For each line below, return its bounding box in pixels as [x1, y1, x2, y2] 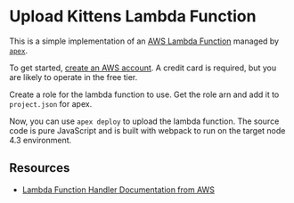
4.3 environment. [9, 134, 72, 145]
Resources [9, 160, 70, 175]
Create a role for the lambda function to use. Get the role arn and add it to [9, 89, 280, 100]
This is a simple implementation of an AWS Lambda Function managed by [9, 36, 279, 46]
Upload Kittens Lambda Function [9, 6, 257, 27]
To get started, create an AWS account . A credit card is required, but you [9, 62, 277, 73]
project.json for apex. [9, 98, 93, 109]
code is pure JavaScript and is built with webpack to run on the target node [9, 125, 286, 135]
